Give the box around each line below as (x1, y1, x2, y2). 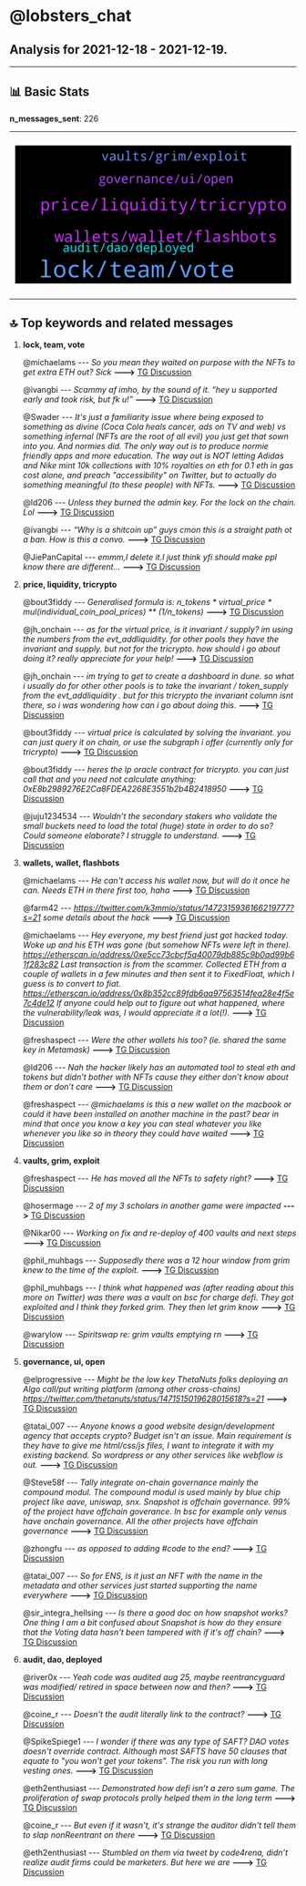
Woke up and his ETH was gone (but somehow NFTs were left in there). (22, 939, 291, 950)
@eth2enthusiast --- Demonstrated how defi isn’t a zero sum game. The (22, 1783, 295, 1794)
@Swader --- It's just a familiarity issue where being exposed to (22, 412, 264, 423)
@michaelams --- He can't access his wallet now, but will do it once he (22, 876, 291, 887)
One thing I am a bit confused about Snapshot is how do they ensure (22, 1617, 282, 1628)
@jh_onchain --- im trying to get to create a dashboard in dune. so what (22, 671, 294, 682)
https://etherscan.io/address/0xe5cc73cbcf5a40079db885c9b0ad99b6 (22, 949, 295, 960)
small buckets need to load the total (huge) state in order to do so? (22, 821, 274, 832)
